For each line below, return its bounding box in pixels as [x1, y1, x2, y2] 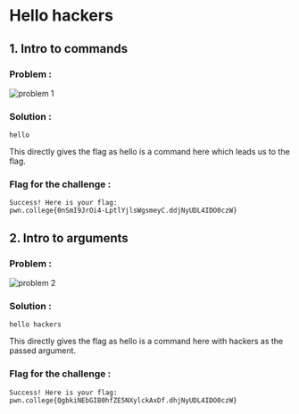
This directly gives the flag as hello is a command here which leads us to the [9, 147, 290, 157]
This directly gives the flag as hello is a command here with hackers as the [9, 336, 284, 347]
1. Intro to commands [9, 41, 129, 56]
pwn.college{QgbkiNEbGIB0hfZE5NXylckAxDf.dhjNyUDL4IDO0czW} [9, 395, 238, 405]
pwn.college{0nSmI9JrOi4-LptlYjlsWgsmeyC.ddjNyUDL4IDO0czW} [9, 207, 238, 215]
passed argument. [9, 345, 77, 356]
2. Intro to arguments [9, 230, 129, 246]
